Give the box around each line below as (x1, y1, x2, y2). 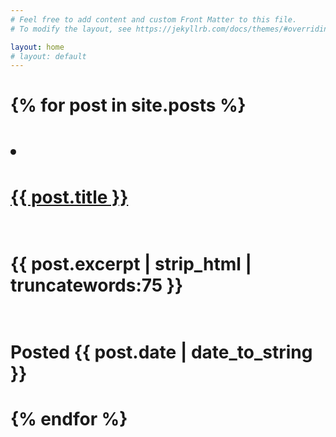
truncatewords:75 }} (10, 274, 184, 296)
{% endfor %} (10, 408, 128, 431)
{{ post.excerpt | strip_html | (10, 253, 252, 275)
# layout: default (10, 51, 87, 61)
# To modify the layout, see (10, 24, 132, 34)
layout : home (10, 42, 65, 52)
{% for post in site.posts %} (10, 94, 247, 117)
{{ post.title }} (10, 186, 129, 208)
